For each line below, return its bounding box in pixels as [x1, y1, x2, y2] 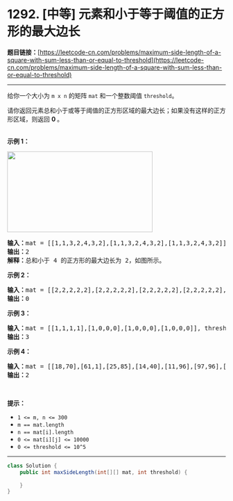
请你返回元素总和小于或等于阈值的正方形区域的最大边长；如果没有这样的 [7, 106, 214, 115]
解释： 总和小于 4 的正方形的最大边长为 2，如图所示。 [7, 256, 166, 264]
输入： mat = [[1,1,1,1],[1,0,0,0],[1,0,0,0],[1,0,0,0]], [7, 324, 201, 332]
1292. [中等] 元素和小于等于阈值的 [7, 6, 200, 22]
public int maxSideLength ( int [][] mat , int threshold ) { [19, 468, 188, 476]
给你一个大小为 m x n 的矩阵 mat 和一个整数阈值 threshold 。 [7, 91, 178, 99]
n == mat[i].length [17, 429, 74, 436]
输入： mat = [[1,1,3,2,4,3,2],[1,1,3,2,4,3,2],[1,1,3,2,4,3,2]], [7, 239, 231, 247]
